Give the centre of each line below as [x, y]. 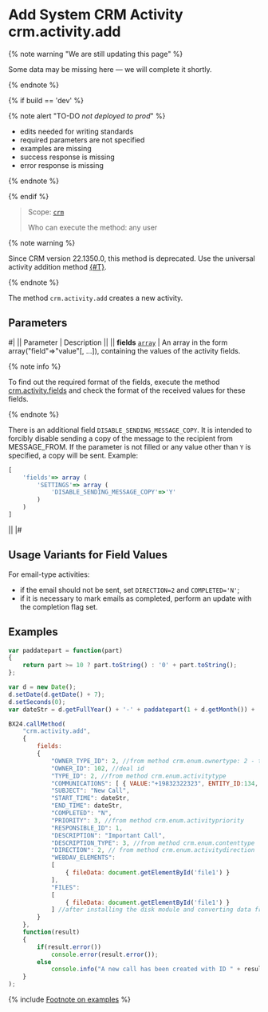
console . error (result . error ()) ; [104, 954]
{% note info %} [35, 366]
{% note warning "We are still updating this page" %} [96, 54]
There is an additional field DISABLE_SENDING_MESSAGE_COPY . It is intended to [130, 430]
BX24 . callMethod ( [37, 724]
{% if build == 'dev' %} [46, 100]
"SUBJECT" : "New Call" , [90, 791]
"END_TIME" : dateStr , [87, 806]
